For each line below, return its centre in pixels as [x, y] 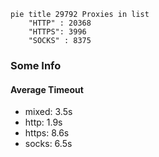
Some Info [36, 65]
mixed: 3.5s [48, 112]
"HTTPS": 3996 [57, 32]
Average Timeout [47, 89]
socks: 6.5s [48, 144]
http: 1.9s [43, 122]
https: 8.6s [47, 133]
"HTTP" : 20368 [60, 23]
